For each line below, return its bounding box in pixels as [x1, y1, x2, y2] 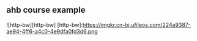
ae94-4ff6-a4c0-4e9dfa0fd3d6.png [6, 28, 98, 35]
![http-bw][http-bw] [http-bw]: [6, 21, 83, 28]
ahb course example [6, 5, 86, 15]
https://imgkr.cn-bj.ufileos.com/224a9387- [82, 21, 191, 28]
